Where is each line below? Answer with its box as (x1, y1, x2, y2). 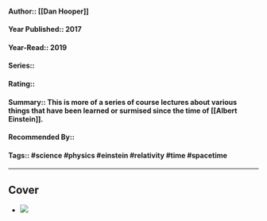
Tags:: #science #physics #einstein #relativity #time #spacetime (8, 150, 228, 160)
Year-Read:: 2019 (8, 42, 68, 52)
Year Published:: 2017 (8, 25, 82, 34)
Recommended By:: (8, 132, 75, 142)
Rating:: (8, 79, 36, 88)
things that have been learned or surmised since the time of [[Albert (8, 106, 238, 115)
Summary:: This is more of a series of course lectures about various (8, 97, 238, 107)
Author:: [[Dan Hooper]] (8, 6, 89, 16)
